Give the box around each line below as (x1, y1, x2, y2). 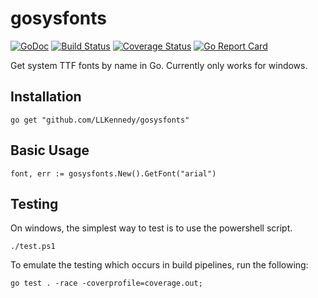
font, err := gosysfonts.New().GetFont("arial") (10, 168, 217, 179)
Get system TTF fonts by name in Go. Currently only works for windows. (10, 59, 308, 71)
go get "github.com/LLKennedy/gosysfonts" (10, 115, 190, 125)
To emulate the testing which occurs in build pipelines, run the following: (10, 259, 309, 271)
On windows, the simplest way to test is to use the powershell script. (10, 222, 293, 234)
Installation (10, 88, 82, 106)
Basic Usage (10, 142, 90, 159)
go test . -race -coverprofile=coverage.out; (10, 278, 203, 289)
